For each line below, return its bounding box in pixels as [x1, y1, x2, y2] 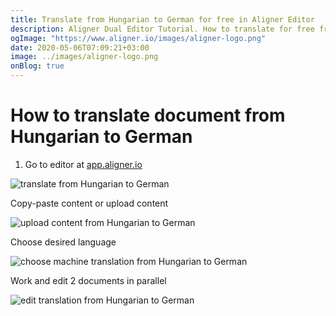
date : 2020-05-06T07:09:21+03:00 [10, 42, 150, 53]
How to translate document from [10, 104, 286, 127]
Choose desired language [10, 236, 117, 248]
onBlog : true [10, 61, 65, 71]
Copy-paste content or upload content [10, 197, 169, 209]
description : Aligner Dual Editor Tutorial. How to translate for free [10, 24, 315, 34]
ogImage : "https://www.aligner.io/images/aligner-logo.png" [10, 33, 267, 43]
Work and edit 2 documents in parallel [10, 274, 167, 286]
